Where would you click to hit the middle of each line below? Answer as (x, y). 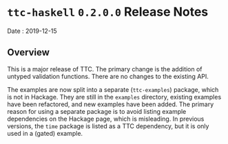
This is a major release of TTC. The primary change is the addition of (105, 69)
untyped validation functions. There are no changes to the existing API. (108, 76)
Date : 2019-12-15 (32, 31)
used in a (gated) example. (45, 133)
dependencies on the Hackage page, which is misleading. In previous (106, 119)
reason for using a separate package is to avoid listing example (97, 111)
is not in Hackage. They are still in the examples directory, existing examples (114, 97)
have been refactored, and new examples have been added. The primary (111, 104)
